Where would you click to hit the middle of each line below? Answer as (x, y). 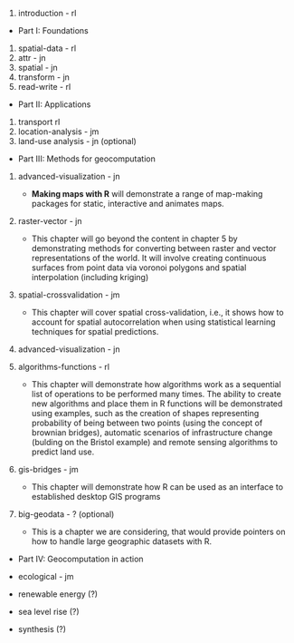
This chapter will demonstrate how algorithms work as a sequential (156, 384)
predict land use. (63, 452)
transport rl (39, 122)
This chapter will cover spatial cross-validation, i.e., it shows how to (157, 312)
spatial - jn (38, 68)
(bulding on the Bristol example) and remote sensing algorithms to (155, 442)
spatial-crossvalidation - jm (69, 295)
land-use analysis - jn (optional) (77, 141)
